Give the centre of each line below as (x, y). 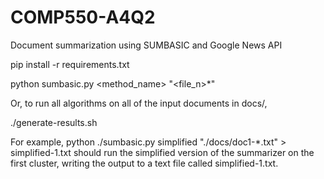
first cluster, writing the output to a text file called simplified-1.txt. (144, 163)
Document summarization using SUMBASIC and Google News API (146, 45)
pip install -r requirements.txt (70, 64)
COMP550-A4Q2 (83, 17)
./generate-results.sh (54, 122)
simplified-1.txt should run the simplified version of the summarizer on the (162, 152)
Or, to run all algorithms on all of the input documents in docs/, (139, 103)
